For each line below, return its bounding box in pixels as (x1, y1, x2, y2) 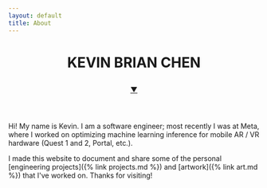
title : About (8, 19, 52, 27)
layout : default (8, 11, 62, 20)
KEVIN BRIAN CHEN (67, 53, 201, 72)
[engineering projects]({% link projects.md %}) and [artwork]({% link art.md (8, 163, 258, 172)
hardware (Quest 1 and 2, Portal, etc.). (8, 139, 133, 148)
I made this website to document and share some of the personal (8, 154, 222, 163)
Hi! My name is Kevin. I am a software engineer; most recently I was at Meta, (8, 121, 260, 131)
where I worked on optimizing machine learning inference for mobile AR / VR (8, 130, 260, 139)
